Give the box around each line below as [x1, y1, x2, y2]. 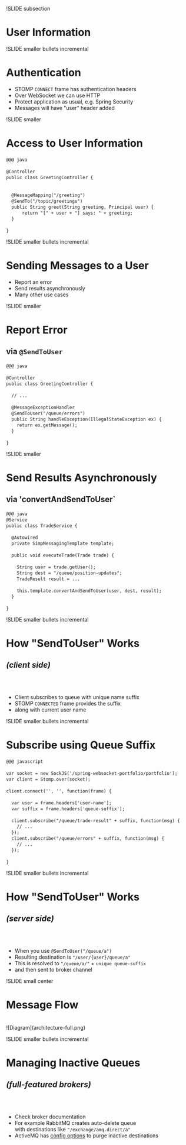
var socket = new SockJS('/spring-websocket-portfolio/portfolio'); [6, 770, 178, 777]
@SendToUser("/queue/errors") [11, 410, 85, 416]
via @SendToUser [6, 347, 63, 357]
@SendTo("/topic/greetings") [11, 198, 83, 204]
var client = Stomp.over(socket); [6, 776, 91, 782]
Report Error [6, 323, 68, 337]
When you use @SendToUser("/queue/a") [14, 947, 112, 954]
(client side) [6, 660, 51, 670]
